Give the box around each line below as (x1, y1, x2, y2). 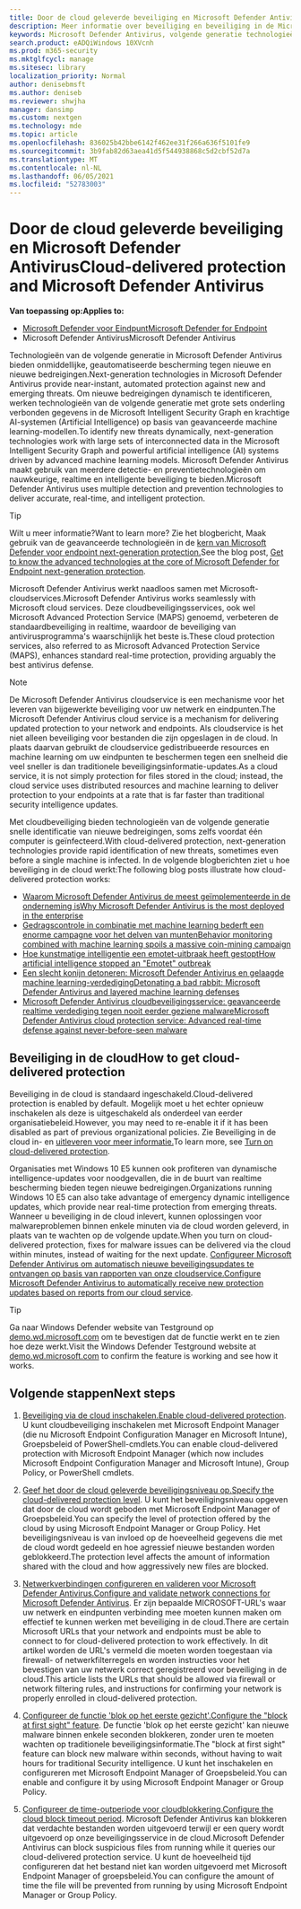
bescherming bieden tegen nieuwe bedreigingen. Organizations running (9, 1182, 272, 1193)
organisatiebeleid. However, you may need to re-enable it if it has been (9, 1117, 269, 1127)
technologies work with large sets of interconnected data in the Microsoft (9, 436, 280, 447)
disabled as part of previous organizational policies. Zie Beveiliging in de (9, 1126, 276, 1137)
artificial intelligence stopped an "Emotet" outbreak (21, 958, 211, 969)
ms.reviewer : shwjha (9, 96, 87, 106)
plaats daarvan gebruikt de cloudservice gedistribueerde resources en (9, 742, 270, 753)
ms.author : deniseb (9, 88, 82, 97)
